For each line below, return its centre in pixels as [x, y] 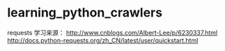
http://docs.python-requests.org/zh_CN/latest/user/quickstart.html [103, 40]
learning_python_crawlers [85, 13]
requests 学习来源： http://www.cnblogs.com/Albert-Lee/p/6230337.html [113, 32]
